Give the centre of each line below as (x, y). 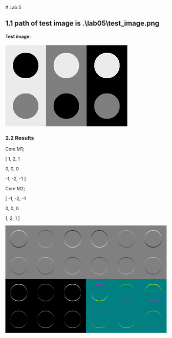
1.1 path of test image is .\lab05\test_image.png (82, 23)
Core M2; (15, 188)
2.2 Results (20, 138)
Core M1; (15, 149)
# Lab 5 (13, 7)
